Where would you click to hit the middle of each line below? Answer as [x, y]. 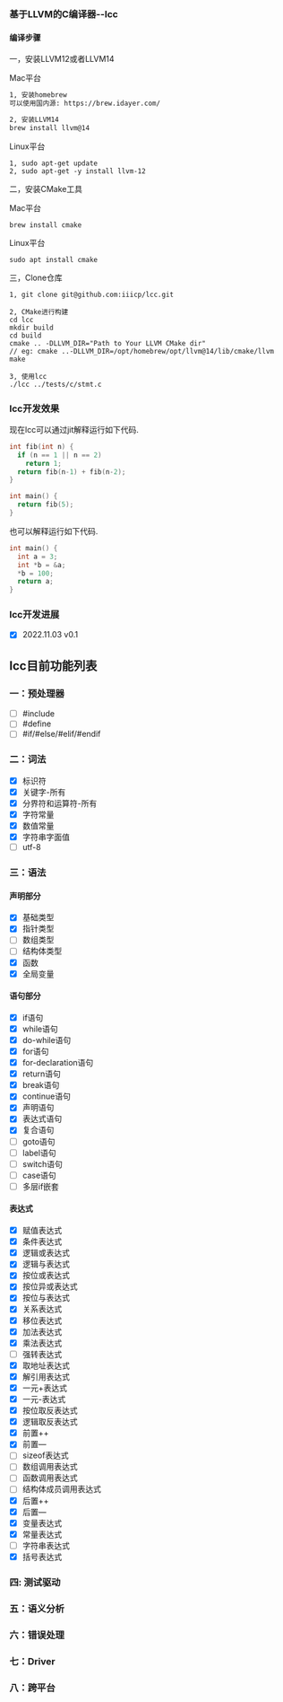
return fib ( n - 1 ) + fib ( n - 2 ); [72, 472]
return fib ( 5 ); [46, 504]
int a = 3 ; [38, 557]
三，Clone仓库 [36, 277]
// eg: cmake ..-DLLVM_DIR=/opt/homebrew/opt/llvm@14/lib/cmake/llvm [142, 351]
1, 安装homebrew [38, 95]
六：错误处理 [37, 1635]
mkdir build [31, 328]
